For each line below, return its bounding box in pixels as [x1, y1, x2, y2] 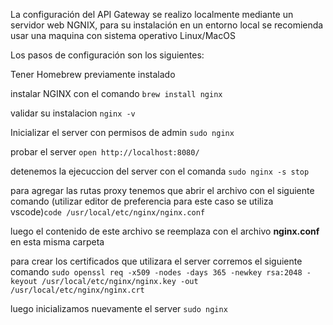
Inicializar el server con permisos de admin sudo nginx [10, 127, 235, 138]
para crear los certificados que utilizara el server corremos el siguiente [10, 255, 303, 267]
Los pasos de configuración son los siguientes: [10, 49, 205, 61]
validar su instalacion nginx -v [10, 107, 136, 119]
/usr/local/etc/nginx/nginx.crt [10, 285, 145, 295]
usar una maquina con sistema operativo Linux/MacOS [10, 30, 236, 41]
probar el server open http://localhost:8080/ [10, 146, 200, 158]
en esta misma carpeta [10, 236, 105, 248]
